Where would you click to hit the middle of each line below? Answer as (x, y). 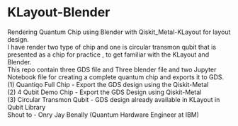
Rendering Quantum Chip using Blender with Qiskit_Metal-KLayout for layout (119, 32)
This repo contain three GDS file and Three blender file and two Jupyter (112, 69)
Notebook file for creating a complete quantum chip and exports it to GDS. (116, 77)
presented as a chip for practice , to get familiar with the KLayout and (108, 55)
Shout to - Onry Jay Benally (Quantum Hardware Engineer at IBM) (103, 115)
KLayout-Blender (59, 12)
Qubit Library (27, 107)
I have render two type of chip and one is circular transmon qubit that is (112, 47)
